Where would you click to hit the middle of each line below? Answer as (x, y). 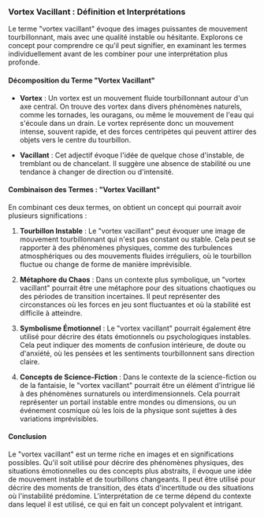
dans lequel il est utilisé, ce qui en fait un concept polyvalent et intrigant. (126, 504)
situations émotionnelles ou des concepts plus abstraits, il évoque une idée (130, 471)
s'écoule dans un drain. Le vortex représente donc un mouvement (126, 123)
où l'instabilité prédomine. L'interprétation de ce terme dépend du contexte (130, 496)
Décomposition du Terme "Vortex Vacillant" (82, 80)
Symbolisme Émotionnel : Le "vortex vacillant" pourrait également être (135, 328)
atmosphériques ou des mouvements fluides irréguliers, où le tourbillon (136, 256)
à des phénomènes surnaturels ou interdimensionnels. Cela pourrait (130, 393)
